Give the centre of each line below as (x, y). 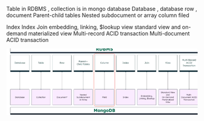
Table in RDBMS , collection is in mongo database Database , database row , (102, 9)
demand (17, 33)
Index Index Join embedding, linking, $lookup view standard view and (93, 27)
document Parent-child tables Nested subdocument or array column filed (98, 15)
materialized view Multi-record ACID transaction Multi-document (109, 33)
